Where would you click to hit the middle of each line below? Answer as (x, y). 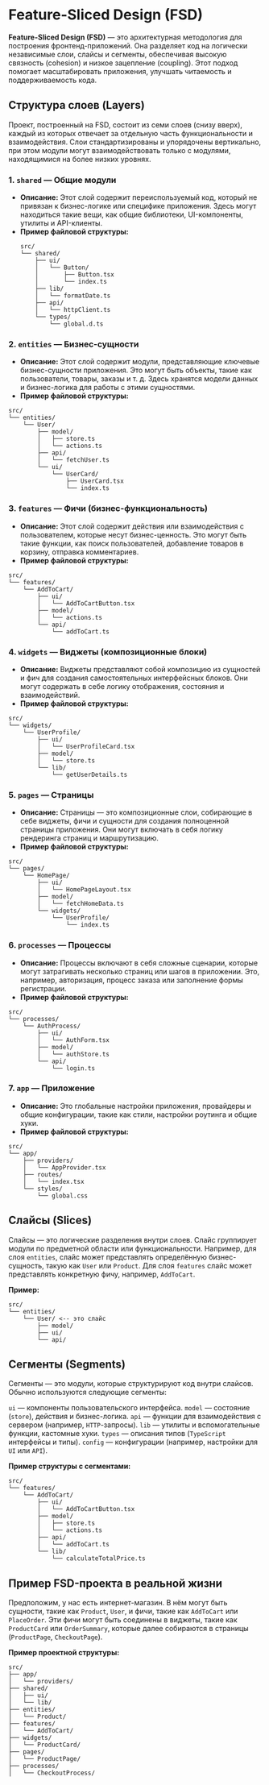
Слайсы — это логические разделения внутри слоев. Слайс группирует (133, 1239)
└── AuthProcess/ (52, 1026)
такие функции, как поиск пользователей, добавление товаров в (132, 543)
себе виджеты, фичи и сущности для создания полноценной (124, 821)
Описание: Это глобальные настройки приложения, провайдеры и (136, 1106)
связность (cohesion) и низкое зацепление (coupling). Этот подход (123, 63)
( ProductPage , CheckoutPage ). (56, 1637)
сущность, (26, 1265)
